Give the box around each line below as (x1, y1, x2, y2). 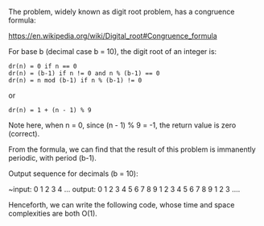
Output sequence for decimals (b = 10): (8, 169, 138, 178)
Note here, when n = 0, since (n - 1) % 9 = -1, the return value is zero (8, 120, 237, 130)
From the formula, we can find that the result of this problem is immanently (8, 144, 256, 154)
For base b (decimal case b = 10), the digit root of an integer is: (8, 47, 217, 56)
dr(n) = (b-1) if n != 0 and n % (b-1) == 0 (8, 69, 160, 77)
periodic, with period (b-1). (8, 153, 97, 162)
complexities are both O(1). (8, 209, 98, 218)
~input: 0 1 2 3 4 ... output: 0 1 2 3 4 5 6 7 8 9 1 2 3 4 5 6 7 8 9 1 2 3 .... (8, 185, 241, 194)
